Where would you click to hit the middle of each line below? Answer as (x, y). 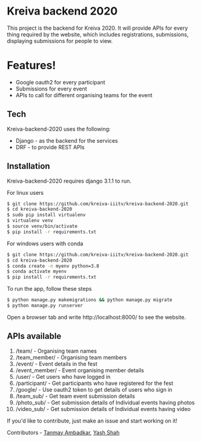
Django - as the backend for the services (67, 140)
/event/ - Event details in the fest (56, 364)
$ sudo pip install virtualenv (46, 215)
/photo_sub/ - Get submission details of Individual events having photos (105, 403)
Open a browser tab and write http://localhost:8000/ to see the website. (97, 317)
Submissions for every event (51, 89)
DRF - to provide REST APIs (50, 147)
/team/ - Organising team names (56, 351)
